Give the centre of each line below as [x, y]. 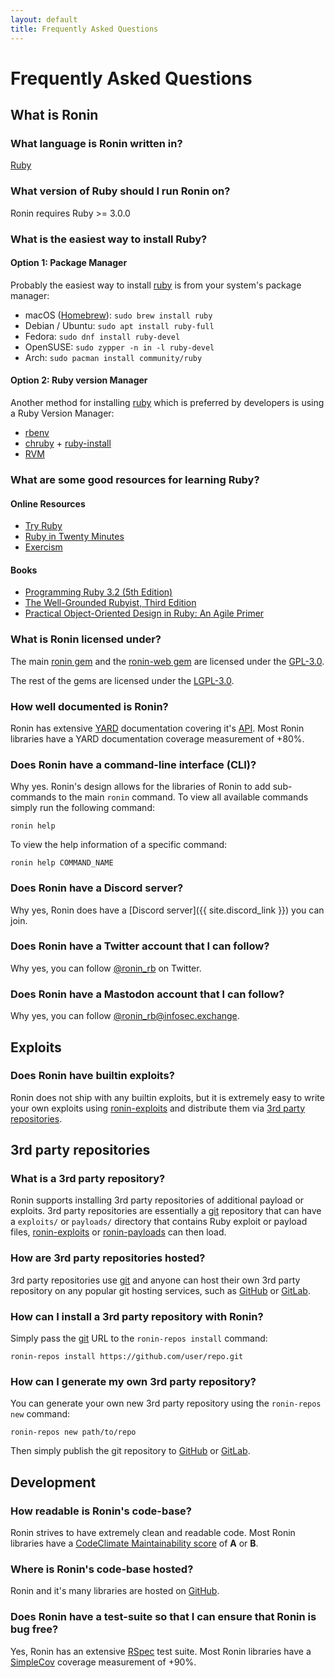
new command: [40, 1414]
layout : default [44, 19]
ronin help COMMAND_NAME [62, 863]
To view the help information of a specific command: [119, 845]
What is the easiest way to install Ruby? [109, 239]
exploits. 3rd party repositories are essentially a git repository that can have [166, 1211]
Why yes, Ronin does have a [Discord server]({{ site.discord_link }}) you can [167, 910]
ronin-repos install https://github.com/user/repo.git [127, 1357]
